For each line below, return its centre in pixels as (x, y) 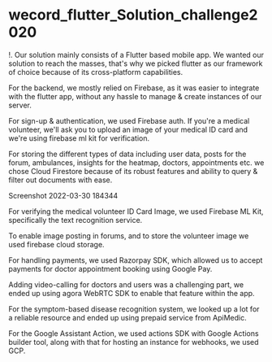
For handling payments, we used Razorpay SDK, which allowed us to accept (136, 260)
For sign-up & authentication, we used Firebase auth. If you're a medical (129, 120)
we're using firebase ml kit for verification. (79, 138)
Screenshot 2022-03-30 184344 (63, 195)
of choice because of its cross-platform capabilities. (96, 72)
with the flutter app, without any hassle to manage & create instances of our (135, 96)
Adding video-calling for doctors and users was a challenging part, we (126, 284)
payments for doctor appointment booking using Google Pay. (110, 268)
